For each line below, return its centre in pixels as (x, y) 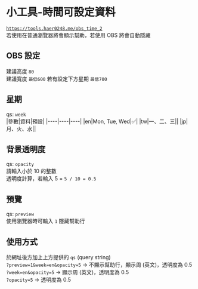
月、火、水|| (21, 128)
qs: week (16, 114)
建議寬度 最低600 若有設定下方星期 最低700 (57, 79)
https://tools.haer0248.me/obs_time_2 (54, 28)
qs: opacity (20, 164)
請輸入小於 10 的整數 (31, 171)
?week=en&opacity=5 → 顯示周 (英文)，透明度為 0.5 (68, 272)
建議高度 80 (20, 71)
